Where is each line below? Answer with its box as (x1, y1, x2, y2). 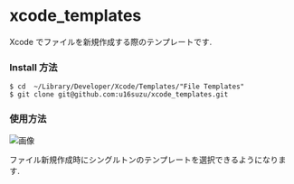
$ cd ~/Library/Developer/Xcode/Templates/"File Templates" (9, 82, 245, 91)
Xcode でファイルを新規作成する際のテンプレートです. (9, 36, 213, 47)
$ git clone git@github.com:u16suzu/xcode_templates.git (9, 90, 229, 99)
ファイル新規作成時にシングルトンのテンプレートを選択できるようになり (9, 154, 279, 165)
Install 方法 (9, 60, 58, 73)
